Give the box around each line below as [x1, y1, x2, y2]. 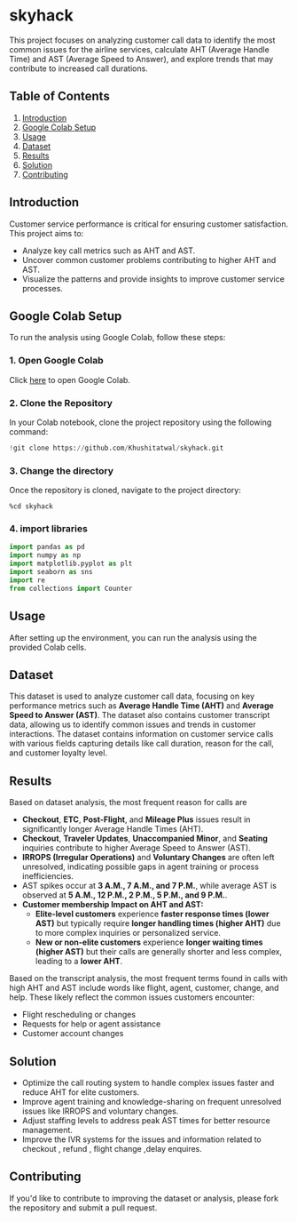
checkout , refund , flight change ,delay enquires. [21, 1143, 202, 1154]
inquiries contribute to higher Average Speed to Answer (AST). [21, 843, 251, 853]
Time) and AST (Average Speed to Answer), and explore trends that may [9, 53, 274, 64]
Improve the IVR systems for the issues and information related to [21, 1134, 262, 1145]
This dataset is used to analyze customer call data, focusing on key [9, 691, 255, 702]
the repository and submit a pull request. [9, 1202, 158, 1213]
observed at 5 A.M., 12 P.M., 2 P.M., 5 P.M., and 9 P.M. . [21, 890, 228, 900]
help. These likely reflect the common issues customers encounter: [9, 992, 255, 1002]
